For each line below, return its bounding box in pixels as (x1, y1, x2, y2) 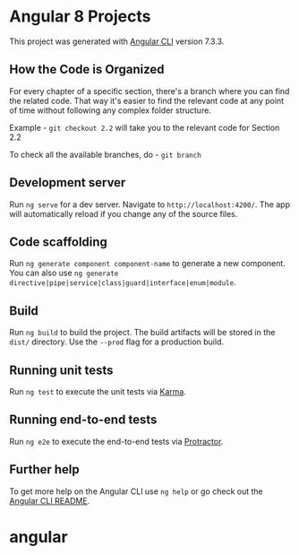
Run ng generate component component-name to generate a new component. (9, 258, 286, 269)
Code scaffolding (9, 234, 107, 249)
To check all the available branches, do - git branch (9, 149, 201, 160)
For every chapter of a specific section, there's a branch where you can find (9, 85, 290, 96)
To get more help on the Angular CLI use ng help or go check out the (9, 486, 263, 497)
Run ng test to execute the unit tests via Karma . (9, 386, 186, 396)
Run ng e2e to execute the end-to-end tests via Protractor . (9, 436, 224, 447)
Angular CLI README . (9, 495, 90, 506)
